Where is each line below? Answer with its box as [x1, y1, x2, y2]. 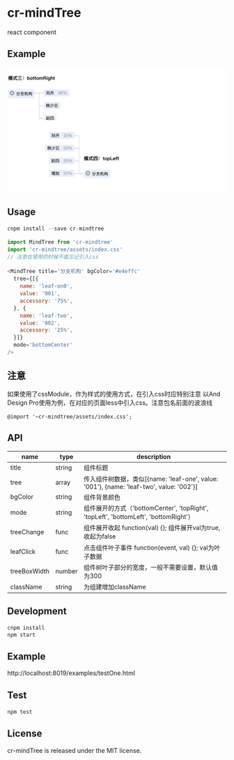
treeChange [10, 527, 45, 536]
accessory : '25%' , [19, 327, 73, 334]
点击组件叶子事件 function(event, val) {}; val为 [83, 543, 214, 552]
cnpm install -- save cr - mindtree [7, 225, 104, 232]
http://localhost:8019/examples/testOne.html [7, 669, 136, 677]
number [55, 567, 78, 575]
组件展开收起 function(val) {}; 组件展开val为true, [83, 524, 221, 532]
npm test [7, 708, 33, 715]
